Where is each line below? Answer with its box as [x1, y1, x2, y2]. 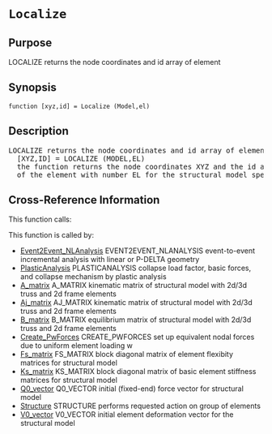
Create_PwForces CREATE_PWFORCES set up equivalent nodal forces [19, 332, 255, 342]
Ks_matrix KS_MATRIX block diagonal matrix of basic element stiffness [19, 367, 257, 376]
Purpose [8, 36, 53, 49]
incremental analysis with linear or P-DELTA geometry [19, 255, 200, 264]
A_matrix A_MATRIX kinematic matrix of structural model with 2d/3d [19, 281, 248, 290]
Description [8, 124, 69, 138]
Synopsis [8, 80, 57, 95]
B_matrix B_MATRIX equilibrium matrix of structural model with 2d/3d [19, 315, 252, 324]
